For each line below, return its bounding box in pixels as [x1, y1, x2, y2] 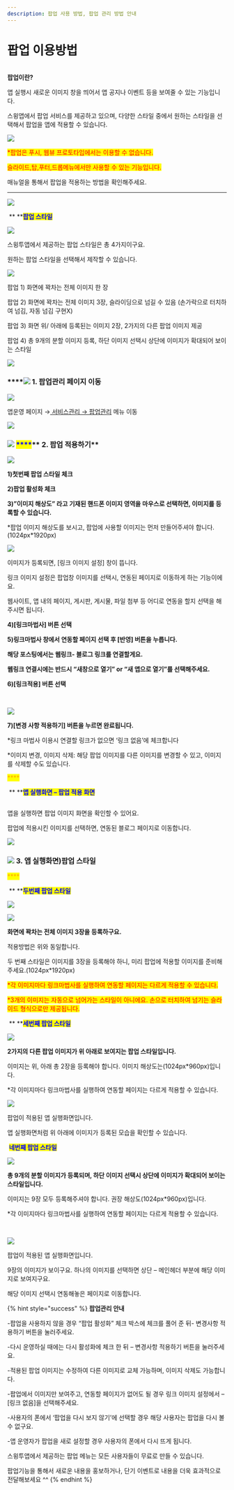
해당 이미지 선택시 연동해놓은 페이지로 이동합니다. [7, 1290, 141, 1298]
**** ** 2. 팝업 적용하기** [15, 439, 100, 449]
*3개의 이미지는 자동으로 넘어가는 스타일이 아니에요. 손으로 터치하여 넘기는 [7, 996, 210, 1004]
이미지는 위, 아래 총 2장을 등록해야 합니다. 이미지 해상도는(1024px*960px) [7, 1062, 210, 1070]
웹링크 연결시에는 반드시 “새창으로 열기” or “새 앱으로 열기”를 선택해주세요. [7, 665, 210, 674]
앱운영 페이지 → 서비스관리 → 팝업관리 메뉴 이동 [7, 407, 138, 415]
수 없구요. [7, 1422, 33, 1431]
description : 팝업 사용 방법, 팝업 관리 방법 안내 [7, 10, 137, 17]
